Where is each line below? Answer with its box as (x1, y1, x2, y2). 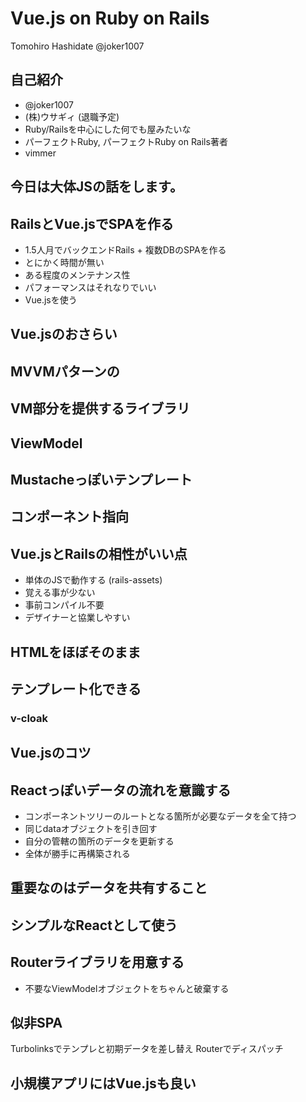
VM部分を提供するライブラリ (10, 400, 191, 417)
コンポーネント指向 (10, 508, 129, 526)
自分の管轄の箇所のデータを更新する (24, 835, 175, 847)
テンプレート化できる (10, 680, 142, 697)
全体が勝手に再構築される (24, 848, 131, 860)
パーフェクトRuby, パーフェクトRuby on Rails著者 (24, 135, 228, 147)
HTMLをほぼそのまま (10, 643, 142, 661)
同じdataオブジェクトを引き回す (24, 823, 158, 835)
